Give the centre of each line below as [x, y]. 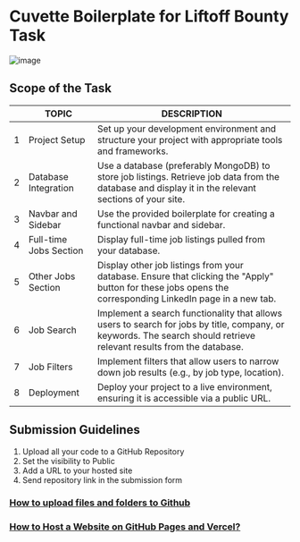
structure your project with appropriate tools [190, 140]
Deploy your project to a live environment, [184, 386]
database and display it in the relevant [177, 188]
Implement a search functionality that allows [190, 313]
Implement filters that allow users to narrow [188, 361]
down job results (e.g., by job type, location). [190, 372]
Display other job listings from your [170, 265]
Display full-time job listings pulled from [181, 239]
